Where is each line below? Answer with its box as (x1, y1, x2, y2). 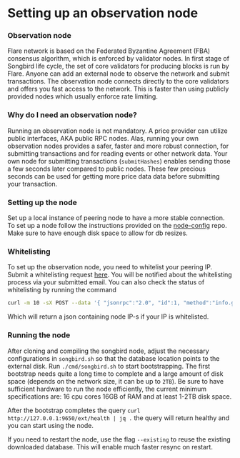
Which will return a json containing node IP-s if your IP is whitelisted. (7, 312, 209, 321)
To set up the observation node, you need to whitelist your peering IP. (7, 263, 213, 272)
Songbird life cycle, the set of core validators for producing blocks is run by (7, 62, 230, 71)
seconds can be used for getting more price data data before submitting (7, 171, 220, 180)
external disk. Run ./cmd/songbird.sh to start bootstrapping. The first (7, 362, 211, 370)
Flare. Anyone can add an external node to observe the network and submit (7, 69, 230, 78)
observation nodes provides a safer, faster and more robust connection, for (7, 141, 229, 150)
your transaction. (7, 179, 58, 188)
